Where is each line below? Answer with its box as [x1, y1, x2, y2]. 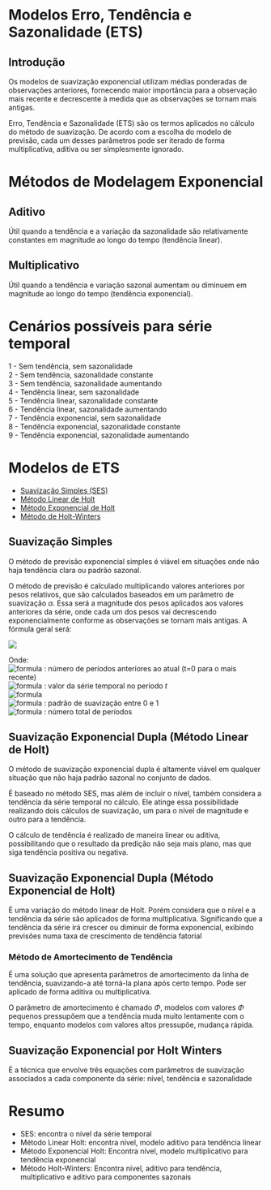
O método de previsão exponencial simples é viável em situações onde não [8, 556, 260, 566]
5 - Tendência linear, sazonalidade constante [8, 395, 159, 405]
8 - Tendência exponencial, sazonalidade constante [8, 421, 180, 431]
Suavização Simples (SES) [19, 485, 108, 495]
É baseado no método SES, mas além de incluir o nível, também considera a [8, 789, 262, 799]
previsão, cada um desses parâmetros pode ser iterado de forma [8, 136, 225, 145]
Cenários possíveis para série [8, 317, 213, 335]
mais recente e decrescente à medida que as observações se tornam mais [8, 94, 257, 103]
